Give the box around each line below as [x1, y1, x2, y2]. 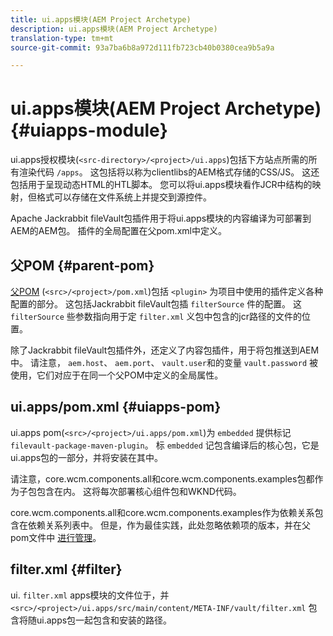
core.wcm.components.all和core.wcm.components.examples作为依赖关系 [10, 506, 315, 518]
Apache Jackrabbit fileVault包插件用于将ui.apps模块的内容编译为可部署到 [10, 212, 312, 225]
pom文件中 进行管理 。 [10, 531, 102, 543]
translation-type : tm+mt [10, 33, 114, 43]
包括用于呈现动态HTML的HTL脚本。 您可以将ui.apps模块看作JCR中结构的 [10, 179, 313, 191]
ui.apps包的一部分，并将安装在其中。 [10, 451, 164, 463]
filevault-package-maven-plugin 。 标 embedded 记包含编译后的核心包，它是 [10, 439, 320, 451]
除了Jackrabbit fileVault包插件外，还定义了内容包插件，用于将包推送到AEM [10, 344, 320, 356]
